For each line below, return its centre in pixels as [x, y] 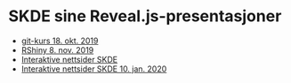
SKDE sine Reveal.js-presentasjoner [145, 16]
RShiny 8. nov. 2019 [57, 49]
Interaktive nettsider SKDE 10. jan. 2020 [94, 69]
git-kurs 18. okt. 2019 [60, 41]
